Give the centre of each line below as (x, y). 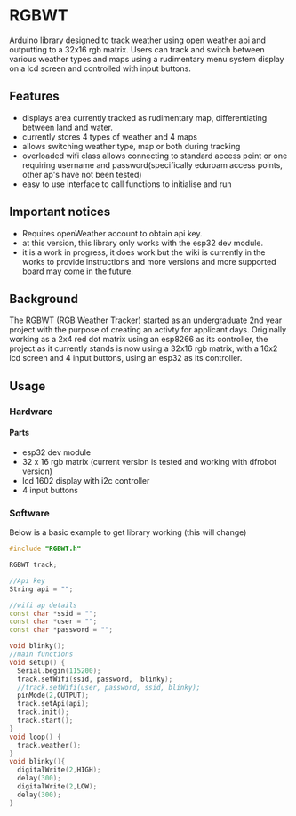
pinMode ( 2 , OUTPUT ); (53, 696)
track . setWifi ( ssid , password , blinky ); (95, 679)
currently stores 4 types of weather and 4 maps (110, 136)
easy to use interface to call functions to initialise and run (127, 184)
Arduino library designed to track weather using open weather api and (138, 40)
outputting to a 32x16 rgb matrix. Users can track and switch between (137, 49)
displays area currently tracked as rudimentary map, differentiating (144, 117)
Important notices (60, 212)
